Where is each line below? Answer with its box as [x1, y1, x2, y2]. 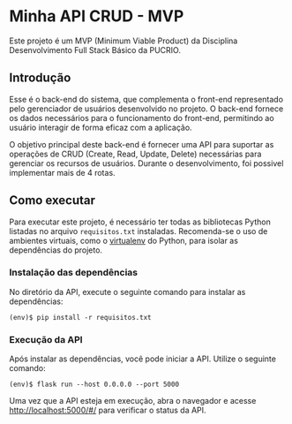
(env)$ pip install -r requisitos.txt [9, 313, 152, 322]
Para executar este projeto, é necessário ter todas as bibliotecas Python [9, 216, 271, 227]
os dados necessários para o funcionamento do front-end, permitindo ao [9, 112, 275, 123]
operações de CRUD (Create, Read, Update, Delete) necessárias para [9, 148, 262, 159]
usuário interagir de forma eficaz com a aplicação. [9, 122, 192, 132]
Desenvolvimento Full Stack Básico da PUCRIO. [9, 44, 181, 55]
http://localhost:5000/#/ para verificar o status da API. [9, 405, 206, 416]
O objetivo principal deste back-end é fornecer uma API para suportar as [9, 139, 274, 149]
